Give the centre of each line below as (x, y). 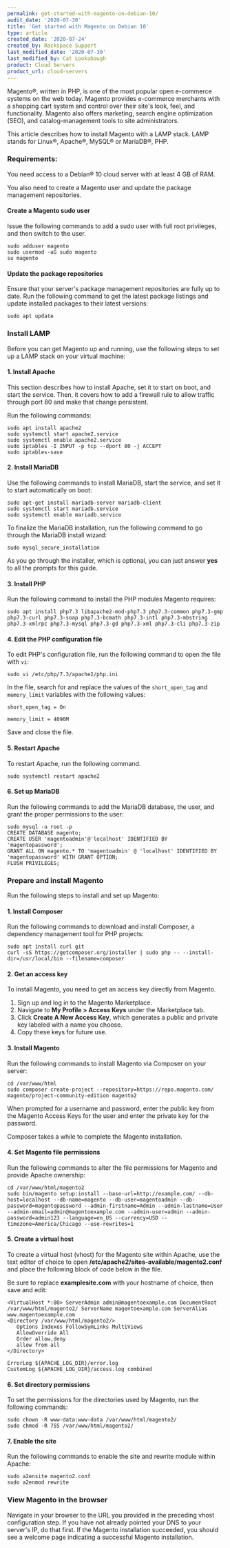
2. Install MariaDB (33, 467)
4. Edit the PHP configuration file (55, 639)
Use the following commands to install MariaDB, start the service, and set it (114, 483)
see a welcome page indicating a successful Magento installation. (101, 1537)
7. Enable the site (32, 1441)
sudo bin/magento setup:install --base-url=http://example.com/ (101, 1193)
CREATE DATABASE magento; (44, 833)
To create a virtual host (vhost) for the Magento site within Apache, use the (114, 1255)
